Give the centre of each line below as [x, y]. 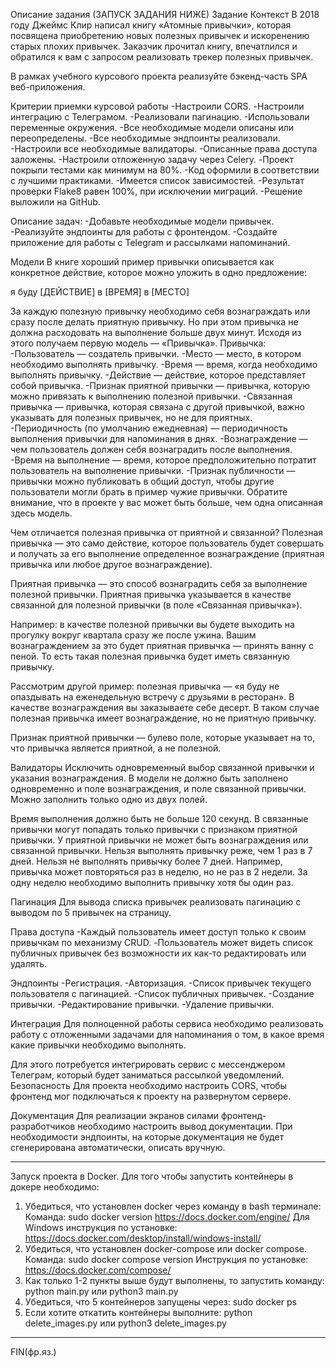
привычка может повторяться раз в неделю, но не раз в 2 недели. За [159, 872]
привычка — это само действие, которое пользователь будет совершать [167, 543]
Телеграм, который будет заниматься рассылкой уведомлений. [147, 1075]
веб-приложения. [48, 87]
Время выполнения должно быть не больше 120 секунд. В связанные [159, 818]
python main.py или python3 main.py [101, 1291]
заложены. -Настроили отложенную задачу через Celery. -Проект [152, 159]
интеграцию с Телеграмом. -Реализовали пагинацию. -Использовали [160, 117]
